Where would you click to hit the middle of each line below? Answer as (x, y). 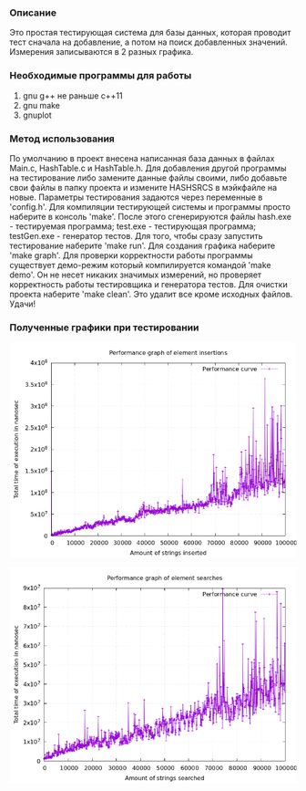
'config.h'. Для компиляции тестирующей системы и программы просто (150, 206)
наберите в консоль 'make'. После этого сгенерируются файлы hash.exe (150, 216)
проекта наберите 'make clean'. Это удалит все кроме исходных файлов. (151, 294)
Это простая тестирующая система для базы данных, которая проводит (150, 33)
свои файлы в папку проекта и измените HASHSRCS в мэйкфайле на (143, 187)
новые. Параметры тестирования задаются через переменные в (136, 197)
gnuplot (37, 115)
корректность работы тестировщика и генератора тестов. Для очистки (149, 284)
